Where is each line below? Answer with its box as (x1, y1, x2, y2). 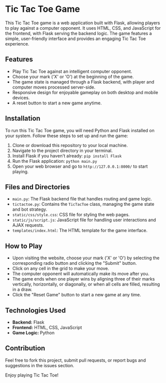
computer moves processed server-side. (12, 84, 95, 90)
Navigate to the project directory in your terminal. (12, 147, 113, 153)
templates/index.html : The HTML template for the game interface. (12, 228, 148, 234)
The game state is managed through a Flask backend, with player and (12, 79, 155, 85)
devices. (12, 95, 30, 100)
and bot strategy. (12, 206, 47, 212)
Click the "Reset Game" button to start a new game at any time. (12, 292, 141, 298)
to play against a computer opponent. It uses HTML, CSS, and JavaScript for (5, 25, 161, 31)
